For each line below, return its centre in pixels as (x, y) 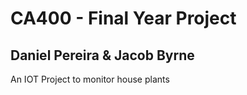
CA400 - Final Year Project (123, 18)
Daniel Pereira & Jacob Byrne (102, 55)
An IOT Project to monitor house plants (90, 79)
